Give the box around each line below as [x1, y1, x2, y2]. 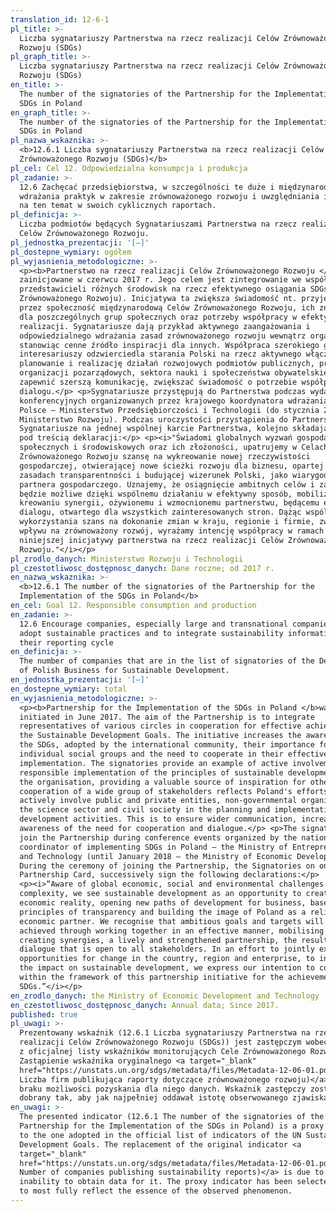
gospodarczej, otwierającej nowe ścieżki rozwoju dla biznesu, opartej [19, 461, 325, 471]
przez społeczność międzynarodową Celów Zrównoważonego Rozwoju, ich [19, 303, 315, 313]
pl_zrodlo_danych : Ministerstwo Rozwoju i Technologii [10, 554, 244, 564]
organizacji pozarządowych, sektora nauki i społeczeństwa [19, 368, 271, 378]
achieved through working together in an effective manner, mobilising [19, 926, 325, 936]
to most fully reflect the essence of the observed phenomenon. [19, 1186, 293, 1196]
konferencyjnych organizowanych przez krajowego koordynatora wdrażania [19, 396, 329, 406]
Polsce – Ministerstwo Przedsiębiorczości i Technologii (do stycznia [19, 405, 320, 415]
